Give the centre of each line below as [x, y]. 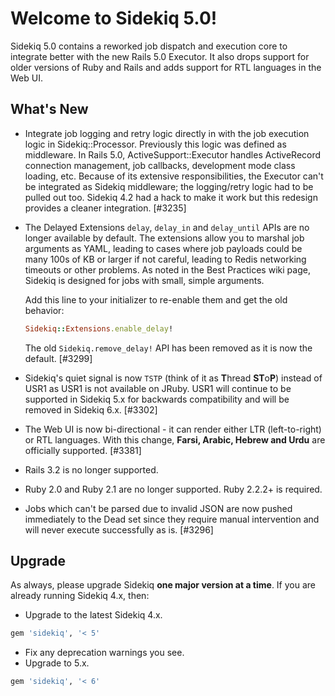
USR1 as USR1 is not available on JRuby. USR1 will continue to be [158, 388]
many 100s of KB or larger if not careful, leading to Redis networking [165, 259]
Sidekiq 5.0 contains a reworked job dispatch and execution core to [149, 46]
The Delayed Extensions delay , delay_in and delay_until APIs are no [167, 227]
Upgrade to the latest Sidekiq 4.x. [93, 615]
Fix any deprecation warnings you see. [104, 653]
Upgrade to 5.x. [57, 663]
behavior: [44, 310]
